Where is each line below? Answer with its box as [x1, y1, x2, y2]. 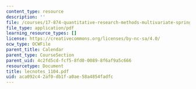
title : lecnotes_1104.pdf [6, 69, 69, 74]
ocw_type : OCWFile [6, 42, 51, 47]
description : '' [6, 14, 45, 20]
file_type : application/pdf [6, 25, 75, 31]
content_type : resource [6, 8, 64, 15]
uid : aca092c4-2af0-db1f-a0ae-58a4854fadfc [6, 74, 114, 80]
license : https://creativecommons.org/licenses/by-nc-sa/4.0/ [6, 36, 160, 42]
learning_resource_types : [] [6, 30, 77, 36]
